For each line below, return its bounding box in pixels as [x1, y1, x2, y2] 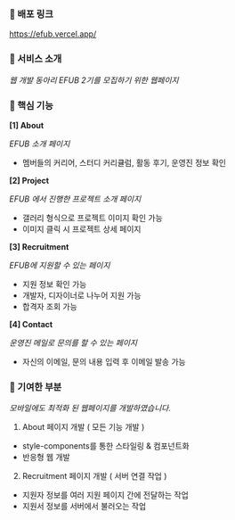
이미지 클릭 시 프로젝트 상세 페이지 [21, 223, 142, 234]
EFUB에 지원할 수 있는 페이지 [9, 260, 110, 270]
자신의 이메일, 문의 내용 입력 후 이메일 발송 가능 [21, 356, 186, 367]
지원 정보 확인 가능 [21, 278, 87, 289]
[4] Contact [9, 318, 53, 329]
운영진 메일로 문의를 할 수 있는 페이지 [9, 337, 138, 348]
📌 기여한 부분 [9, 381, 62, 393]
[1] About [9, 120, 45, 130]
